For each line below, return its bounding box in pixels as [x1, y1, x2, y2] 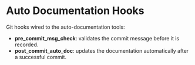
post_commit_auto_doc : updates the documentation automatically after [14, 47, 189, 54]
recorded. [14, 41, 39, 48]
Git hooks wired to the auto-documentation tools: [6, 23, 125, 30]
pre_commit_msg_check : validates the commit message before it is [14, 35, 180, 42]
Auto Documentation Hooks [6, 4, 144, 18]
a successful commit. [14, 53, 66, 60]
